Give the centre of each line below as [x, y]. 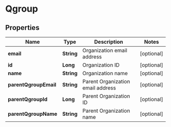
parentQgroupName [33, 114]
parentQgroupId [28, 99]
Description [108, 42]
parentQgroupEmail [32, 85]
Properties [22, 28]
